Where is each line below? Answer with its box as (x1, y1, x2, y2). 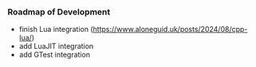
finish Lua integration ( (18, 25, 93, 34)
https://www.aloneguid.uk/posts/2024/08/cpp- (93, 25, 248, 34)
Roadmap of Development (7, 6, 111, 18)
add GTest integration (18, 50, 91, 60)
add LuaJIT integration (18, 41, 94, 51)
